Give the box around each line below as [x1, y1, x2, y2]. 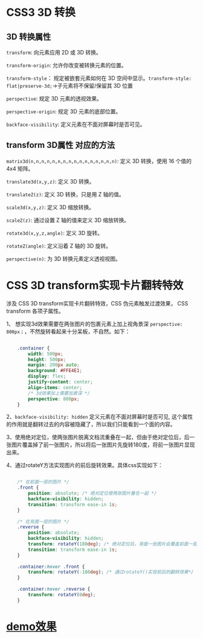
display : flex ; [28, 373, 66, 379]
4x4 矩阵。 [6, 165, 34, 172]
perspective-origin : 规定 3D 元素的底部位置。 [6, 108, 121, 115]
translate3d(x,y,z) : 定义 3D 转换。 [6, 178, 95, 185]
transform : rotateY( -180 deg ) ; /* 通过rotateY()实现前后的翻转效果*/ [28, 569, 195, 576]
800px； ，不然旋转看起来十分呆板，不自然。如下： [6, 328, 130, 335]
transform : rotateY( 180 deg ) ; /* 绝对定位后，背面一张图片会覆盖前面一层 [28, 541, 198, 547]
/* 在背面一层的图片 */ [17, 519, 69, 525]
